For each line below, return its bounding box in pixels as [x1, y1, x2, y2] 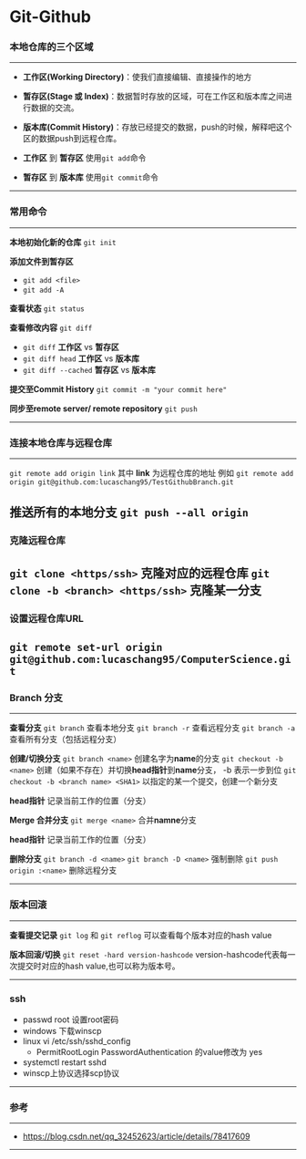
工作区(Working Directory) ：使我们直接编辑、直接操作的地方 [22, 71, 252, 83]
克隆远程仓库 [9, 534, 66, 547]
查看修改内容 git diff [9, 322, 93, 333]
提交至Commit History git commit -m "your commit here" [9, 383, 228, 394]
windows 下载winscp [22, 1025, 102, 1036]
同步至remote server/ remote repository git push [9, 403, 198, 414]
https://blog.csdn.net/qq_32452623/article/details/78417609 [22, 1131, 250, 1142]
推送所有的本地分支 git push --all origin [9, 504, 249, 521]
